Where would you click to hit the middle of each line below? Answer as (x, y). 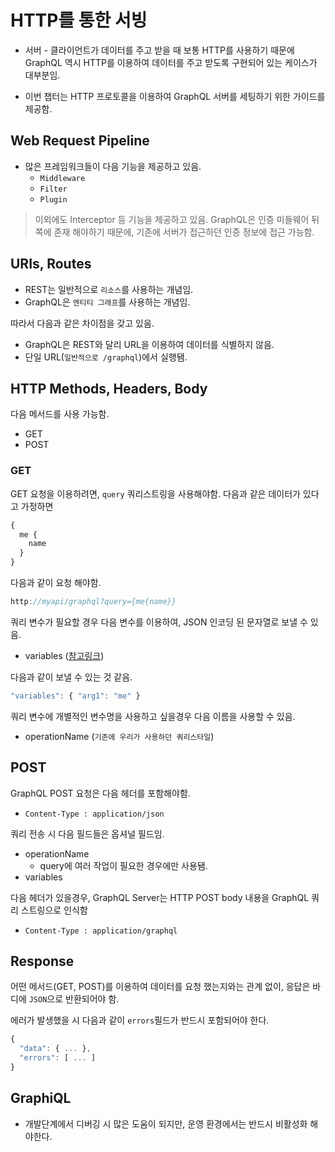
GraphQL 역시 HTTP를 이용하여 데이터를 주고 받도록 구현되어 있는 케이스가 (171, 62)
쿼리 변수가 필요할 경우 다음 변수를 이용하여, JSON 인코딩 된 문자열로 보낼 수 (159, 622)
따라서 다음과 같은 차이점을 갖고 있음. (82, 323)
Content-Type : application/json (94, 814)
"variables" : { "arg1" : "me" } (75, 696)
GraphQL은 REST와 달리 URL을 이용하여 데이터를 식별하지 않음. (149, 344)
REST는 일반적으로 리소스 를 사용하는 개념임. (109, 289)
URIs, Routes (51, 264)
